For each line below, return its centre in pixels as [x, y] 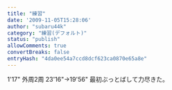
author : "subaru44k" [37, 26]
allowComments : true [37, 46]
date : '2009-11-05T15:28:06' [49, 20]
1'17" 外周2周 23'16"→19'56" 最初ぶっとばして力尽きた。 [88, 79]
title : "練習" [27, 13]
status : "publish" [34, 39]
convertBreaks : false [38, 53]
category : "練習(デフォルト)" [47, 33]
